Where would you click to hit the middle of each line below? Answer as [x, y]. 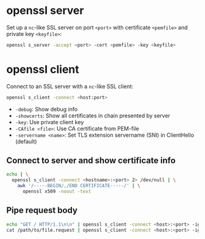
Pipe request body [42, 210]
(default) [26, 141]
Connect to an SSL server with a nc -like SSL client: [70, 86]
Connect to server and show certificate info [91, 161]
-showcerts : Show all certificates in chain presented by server [93, 116]
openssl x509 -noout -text [57, 192]
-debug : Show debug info [46, 109]
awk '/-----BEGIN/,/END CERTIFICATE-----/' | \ [79, 186]
